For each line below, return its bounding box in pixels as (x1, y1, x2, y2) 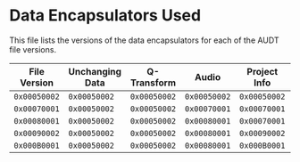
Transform (129, 77, 177, 89)
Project (246, 65, 279, 77)
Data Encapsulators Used (9, 5, 202, 26)
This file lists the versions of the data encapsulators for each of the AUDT (9, 35, 279, 45)
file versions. (9, 44, 56, 54)
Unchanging (68, 65, 122, 77)
